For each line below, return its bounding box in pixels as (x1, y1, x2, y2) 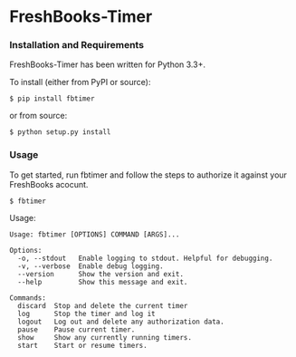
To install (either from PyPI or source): (9, 77, 151, 88)
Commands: (9, 293, 47, 303)
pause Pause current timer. (17, 324, 136, 334)
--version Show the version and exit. (17, 269, 184, 278)
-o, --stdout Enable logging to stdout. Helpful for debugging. (17, 254, 273, 263)
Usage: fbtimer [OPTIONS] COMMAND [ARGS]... (9, 229, 180, 239)
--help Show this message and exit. (17, 277, 188, 286)
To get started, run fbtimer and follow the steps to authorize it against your (9, 169, 288, 180)
